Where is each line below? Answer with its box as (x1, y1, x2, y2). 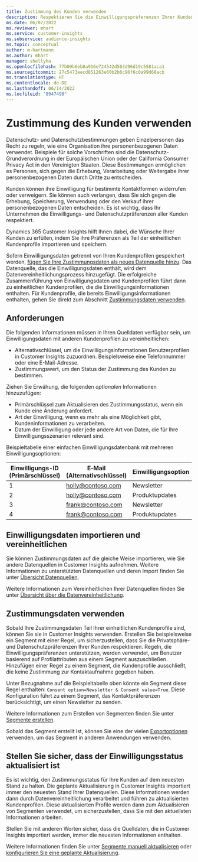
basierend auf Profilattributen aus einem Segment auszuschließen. (6, 656, 168, 663)
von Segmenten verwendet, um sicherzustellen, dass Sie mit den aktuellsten (6, 807, 192, 814)
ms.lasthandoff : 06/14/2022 (6, 86, 75, 92)
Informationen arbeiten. (6, 814, 64, 821)
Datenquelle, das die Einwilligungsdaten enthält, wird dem (6, 264, 147, 272)
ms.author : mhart (6, 53, 49, 58)
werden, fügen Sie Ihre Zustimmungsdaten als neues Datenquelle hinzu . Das (6, 258, 192, 265)
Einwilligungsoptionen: (6, 450, 61, 457)
